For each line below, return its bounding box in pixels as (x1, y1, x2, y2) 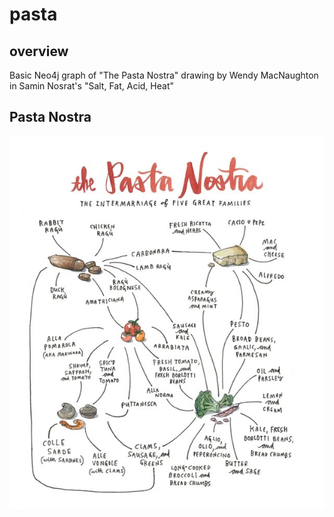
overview (9, 43, 69, 60)
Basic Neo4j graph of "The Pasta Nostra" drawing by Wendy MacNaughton (9, 69, 319, 81)
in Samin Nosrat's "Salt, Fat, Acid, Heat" (9, 80, 174, 92)
